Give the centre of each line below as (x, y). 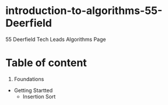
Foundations (29, 79)
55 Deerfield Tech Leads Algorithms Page (56, 39)
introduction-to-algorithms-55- (84, 11)
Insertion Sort (39, 96)
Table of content (46, 63)
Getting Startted (33, 90)
